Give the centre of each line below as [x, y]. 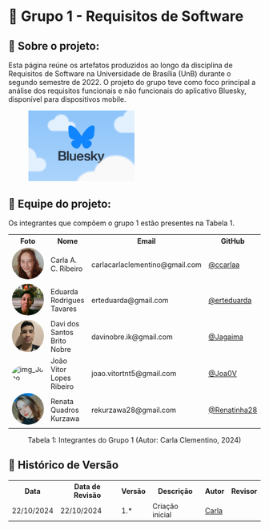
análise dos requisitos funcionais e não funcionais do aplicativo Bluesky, [127, 91]
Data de [88, 487]
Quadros [65, 410]
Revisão [87, 496]
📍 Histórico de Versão [63, 465]
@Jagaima [226, 337]
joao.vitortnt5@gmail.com [134, 374]
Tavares [64, 309]
